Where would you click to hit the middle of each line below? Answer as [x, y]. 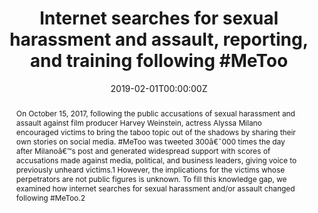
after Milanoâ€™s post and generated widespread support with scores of [143, 150]
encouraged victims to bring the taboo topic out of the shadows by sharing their [155, 132]
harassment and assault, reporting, [159, 39]
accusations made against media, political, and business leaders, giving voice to [156, 160]
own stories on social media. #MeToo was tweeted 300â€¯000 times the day [150, 141]
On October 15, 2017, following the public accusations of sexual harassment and [155, 113]
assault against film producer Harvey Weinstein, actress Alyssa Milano [139, 122]
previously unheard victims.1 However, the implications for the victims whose [150, 169]
